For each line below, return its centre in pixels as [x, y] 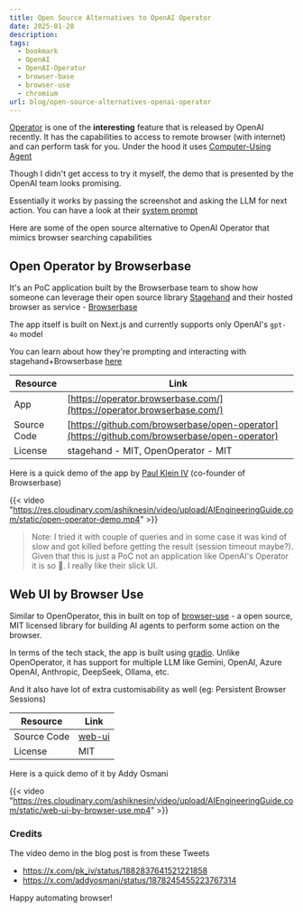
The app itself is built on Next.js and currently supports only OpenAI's [139, 324]
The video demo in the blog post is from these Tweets [110, 853]
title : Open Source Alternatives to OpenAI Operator [110, 18]
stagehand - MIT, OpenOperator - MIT [150, 451]
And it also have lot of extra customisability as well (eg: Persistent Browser [148, 689]
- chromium [38, 93]
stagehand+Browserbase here [66, 362]
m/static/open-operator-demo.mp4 [75, 520]
